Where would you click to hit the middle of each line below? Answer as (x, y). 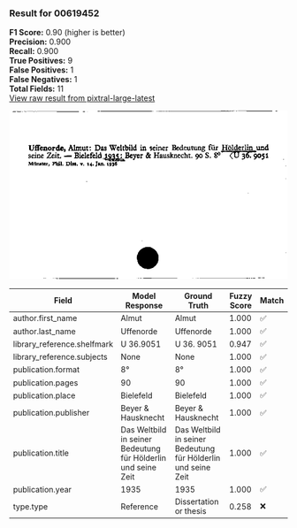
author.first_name (45, 318)
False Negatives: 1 (43, 80)
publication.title (41, 453)
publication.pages (46, 382)
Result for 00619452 (54, 13)
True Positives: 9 (41, 61)
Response (144, 305)
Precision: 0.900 (40, 42)
